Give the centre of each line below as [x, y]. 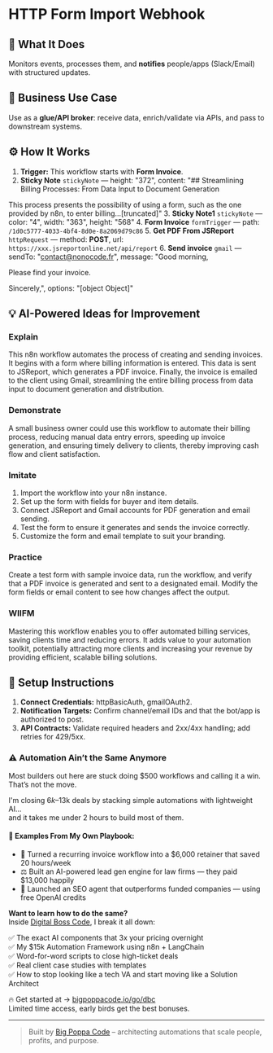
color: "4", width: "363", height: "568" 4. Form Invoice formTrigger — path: [134, 222]
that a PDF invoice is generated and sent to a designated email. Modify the [133, 584]
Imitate [23, 475]
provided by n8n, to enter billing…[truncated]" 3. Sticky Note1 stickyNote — [136, 213]
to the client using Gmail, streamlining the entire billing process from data [131, 380]
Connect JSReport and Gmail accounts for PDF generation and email [135, 510]
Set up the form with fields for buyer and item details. [109, 501]
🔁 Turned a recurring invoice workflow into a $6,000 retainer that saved [140, 854]
